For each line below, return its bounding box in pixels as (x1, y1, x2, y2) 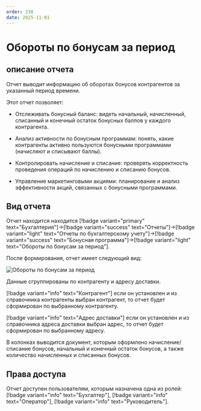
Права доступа (6, 369, 66, 379)
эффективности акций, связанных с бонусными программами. (14, 183, 177, 191)
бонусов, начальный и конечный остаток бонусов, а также (32, 345, 184, 352)
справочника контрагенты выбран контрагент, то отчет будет (6, 296, 165, 304)
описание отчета (6, 65, 74, 75)
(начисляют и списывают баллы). (14, 147, 102, 155)
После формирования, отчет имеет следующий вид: (6, 255, 142, 262)
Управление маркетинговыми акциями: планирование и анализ (14, 177, 180, 185)
